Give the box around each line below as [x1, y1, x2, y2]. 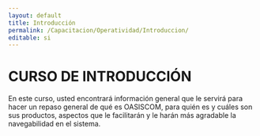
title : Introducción [8, 19, 77, 27]
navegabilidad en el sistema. [8, 119, 101, 129]
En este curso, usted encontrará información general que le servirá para [8, 94, 243, 104]
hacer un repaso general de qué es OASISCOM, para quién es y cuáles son [8, 102, 253, 111]
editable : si [8, 33, 51, 42]
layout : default [8, 11, 62, 20]
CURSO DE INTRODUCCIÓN [8, 68, 192, 85]
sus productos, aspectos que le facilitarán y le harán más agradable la [8, 111, 237, 120]
